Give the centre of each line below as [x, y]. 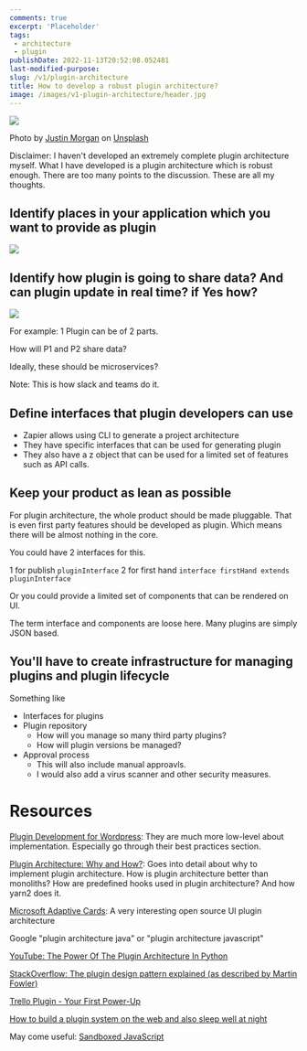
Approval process [56, 755]
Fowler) [24, 983]
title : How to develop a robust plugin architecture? [114, 86]
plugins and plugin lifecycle [90, 676]
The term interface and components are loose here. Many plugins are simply [153, 623]
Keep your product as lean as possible [120, 493]
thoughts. [27, 185]
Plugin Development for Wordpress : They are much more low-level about [147, 836]
